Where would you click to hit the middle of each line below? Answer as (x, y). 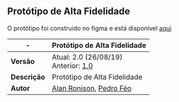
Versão (23, 61)
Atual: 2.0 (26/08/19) (87, 57)
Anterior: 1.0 (73, 65)
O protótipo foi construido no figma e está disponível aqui (89, 28)
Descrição (28, 77)
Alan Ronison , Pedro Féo (92, 88)
